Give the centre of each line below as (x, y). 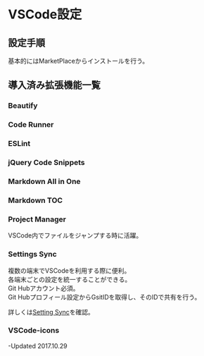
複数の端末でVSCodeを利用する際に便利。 (69, 270)
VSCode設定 (45, 14)
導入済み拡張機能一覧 (54, 85)
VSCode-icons (34, 331)
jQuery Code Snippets (46, 163)
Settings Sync (32, 254)
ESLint (19, 144)
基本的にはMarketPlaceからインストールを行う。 (78, 61)
